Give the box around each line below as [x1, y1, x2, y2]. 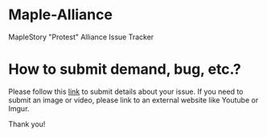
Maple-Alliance [8, 6, 113, 24]
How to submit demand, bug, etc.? [8, 60, 241, 79]
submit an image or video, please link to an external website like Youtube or [8, 95, 259, 105]
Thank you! [8, 119, 46, 129]
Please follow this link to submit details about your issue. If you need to [8, 87, 244, 96]
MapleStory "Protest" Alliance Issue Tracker [8, 32, 154, 42]
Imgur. [8, 103, 30, 113]
